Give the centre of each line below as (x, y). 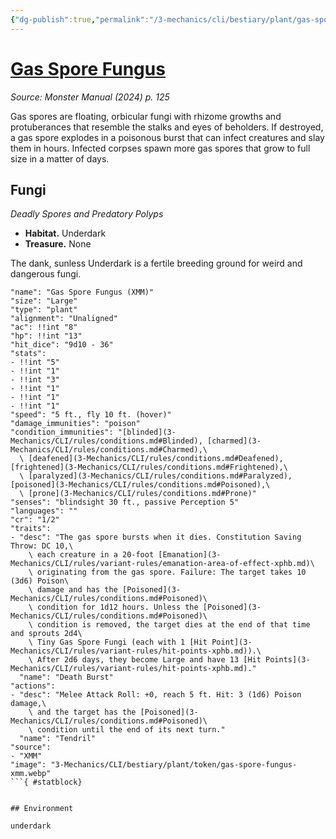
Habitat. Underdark (65, 233)
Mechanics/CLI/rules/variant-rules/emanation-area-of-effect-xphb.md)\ (162, 564)
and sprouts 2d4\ (46, 634)
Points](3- (288, 660)
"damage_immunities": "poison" (75, 424)
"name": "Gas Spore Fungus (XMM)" (82, 292)
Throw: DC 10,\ (42, 546)
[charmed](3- (234, 441)
